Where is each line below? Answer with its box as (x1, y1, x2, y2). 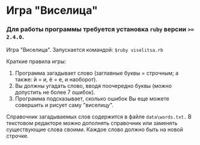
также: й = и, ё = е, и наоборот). (14, 76, 98, 83)
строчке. (6, 132, 29, 140)
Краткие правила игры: (6, 58, 67, 65)
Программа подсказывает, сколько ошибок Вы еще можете (14, 95, 169, 102)
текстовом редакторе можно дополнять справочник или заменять (6, 120, 178, 127)
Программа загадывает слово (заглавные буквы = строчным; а (14, 70, 179, 77)
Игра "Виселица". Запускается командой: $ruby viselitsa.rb (6, 46, 163, 54)
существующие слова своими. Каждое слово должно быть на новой (6, 126, 183, 133)
